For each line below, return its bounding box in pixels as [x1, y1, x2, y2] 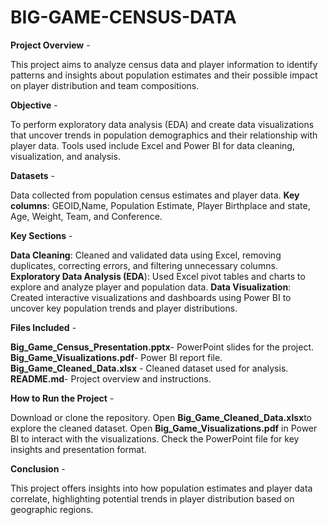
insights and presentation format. [10, 443, 147, 455]
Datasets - [10, 169, 55, 181]
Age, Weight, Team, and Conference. [10, 210, 163, 222]
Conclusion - [10, 462, 66, 475]
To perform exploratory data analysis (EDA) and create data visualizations [10, 118, 315, 130]
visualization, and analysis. [10, 150, 121, 162]
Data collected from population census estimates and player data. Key [10, 189, 300, 201]
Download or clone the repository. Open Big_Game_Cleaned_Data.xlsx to [10, 411, 312, 423]
